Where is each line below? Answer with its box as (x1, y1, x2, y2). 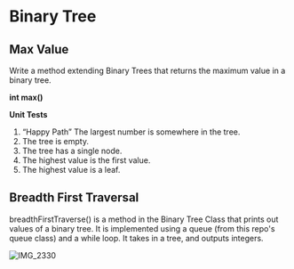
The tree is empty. (21, 136, 89, 146)
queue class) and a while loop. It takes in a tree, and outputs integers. (9, 232, 264, 243)
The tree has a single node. (21, 145, 123, 156)
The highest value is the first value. (21, 155, 151, 166)
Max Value (9, 42, 69, 57)
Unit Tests (9, 110, 48, 119)
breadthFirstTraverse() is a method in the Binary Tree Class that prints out (9, 214, 279, 224)
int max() (9, 92, 44, 102)
